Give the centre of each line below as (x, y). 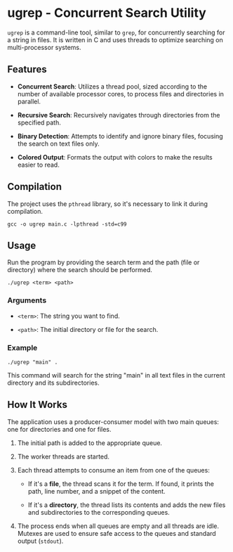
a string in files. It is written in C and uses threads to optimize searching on (115, 39)
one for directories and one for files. (59, 429)
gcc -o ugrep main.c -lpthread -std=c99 (67, 224)
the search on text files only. (58, 143)
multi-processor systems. (45, 47)
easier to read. (38, 165)
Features (27, 69)
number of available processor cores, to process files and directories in (121, 94)
